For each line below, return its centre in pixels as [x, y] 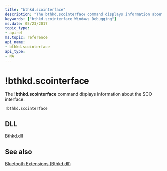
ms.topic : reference [27, 38]
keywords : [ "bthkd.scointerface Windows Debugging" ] [61, 19]
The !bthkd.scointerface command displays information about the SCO [79, 94]
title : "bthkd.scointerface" [35, 10]
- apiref [14, 33]
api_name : [15, 42]
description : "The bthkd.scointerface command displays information [78, 14]
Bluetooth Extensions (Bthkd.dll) [38, 163]
